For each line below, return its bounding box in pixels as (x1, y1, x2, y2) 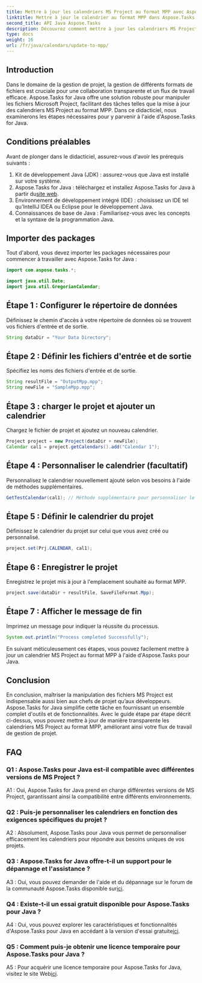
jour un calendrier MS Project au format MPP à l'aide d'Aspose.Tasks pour (6, 651, 190, 659)
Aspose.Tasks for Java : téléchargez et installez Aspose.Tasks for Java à (14, 183, 195, 191)
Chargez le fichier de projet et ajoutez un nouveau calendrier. (6, 426, 158, 434)
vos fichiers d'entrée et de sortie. (6, 323, 88, 330)
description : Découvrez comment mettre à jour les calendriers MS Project (6, 25, 198, 32)
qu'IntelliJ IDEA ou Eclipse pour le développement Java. (14, 203, 154, 210)
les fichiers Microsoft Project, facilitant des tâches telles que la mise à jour (6, 100, 191, 107)
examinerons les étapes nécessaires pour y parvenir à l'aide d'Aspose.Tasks (6, 113, 195, 120)
